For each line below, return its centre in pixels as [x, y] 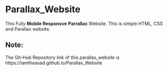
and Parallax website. [28, 29]
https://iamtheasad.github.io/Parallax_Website [54, 63]
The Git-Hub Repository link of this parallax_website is [62, 57]
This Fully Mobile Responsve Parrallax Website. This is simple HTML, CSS [84, 23]
